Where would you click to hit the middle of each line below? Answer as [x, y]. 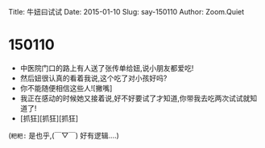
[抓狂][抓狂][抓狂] [49, 118]
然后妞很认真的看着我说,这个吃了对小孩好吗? [93, 78]
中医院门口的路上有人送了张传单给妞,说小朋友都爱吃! [107, 68]
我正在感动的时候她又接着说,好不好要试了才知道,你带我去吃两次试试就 [135, 98]
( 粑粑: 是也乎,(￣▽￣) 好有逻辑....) [64, 135]
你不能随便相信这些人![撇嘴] [66, 88]
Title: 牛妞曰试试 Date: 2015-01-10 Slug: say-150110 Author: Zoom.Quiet [126, 12]
